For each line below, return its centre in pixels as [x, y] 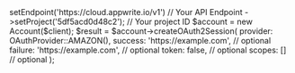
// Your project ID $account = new [190, 21]
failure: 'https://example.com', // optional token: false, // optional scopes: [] [148, 50]
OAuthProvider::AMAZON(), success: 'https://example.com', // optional [140, 41]
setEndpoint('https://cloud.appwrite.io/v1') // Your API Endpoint [126, 12]
